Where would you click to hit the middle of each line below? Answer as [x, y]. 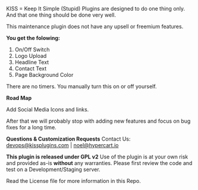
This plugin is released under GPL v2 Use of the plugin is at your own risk [97, 157]
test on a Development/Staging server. [53, 169]
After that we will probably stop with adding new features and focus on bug [98, 121]
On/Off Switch [32, 49]
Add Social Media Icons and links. [48, 109]
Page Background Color [44, 75]
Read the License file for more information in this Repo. [74, 181]
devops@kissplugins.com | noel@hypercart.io [62, 145]
